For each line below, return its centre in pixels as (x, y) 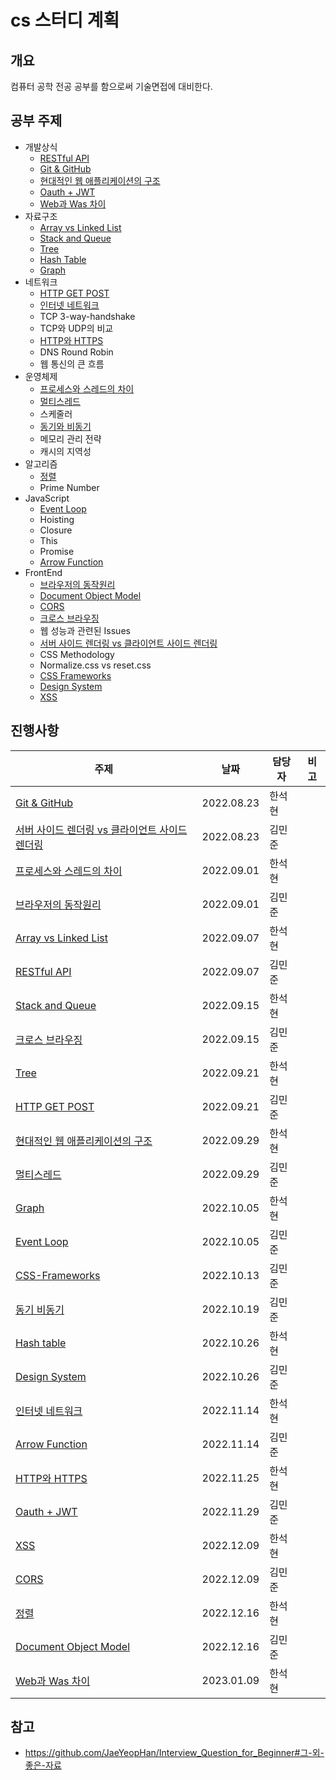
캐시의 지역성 (65, 451)
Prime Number (69, 487)
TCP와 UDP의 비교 (76, 328)
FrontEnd (43, 572)
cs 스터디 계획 (65, 20)
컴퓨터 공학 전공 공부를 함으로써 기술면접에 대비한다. (111, 86)
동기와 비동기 (65, 426)
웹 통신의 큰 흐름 (72, 363)
